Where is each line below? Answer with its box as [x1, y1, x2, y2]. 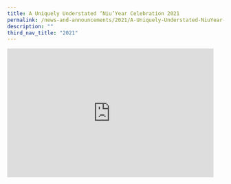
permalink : [7, 17, 38, 23]
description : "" [7, 23, 54, 30]
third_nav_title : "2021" [7, 29, 78, 37]
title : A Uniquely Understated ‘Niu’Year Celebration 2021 [7, 10, 180, 17]
